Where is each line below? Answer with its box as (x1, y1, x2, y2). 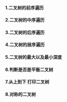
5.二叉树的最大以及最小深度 (5, 54, 62, 60)
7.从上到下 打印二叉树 (5, 79, 49, 85)
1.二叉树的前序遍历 (5, 4, 44, 10)
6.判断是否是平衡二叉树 (5, 66, 53, 72)
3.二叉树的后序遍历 (5, 29, 45, 35)
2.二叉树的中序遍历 (5, 17, 45, 23)
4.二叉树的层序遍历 (5, 41, 45, 47)
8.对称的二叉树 (5, 91, 36, 97)
